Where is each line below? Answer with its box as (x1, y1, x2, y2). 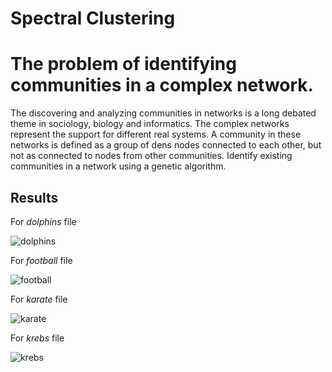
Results (10, 189, 59, 206)
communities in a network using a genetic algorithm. (10, 160, 227, 172)
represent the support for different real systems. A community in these (10, 128, 302, 141)
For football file (10, 254, 73, 266)
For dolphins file (10, 215, 77, 227)
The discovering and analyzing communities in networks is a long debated (10, 107, 317, 119)
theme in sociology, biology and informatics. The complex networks (10, 118, 290, 130)
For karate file (10, 293, 68, 305)
